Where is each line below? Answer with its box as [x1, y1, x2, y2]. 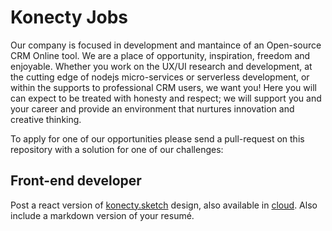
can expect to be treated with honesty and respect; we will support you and [10, 92, 322, 104]
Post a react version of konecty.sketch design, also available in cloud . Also [10, 199, 318, 211]
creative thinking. [10, 113, 82, 125]
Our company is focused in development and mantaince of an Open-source [10, 39, 322, 51]
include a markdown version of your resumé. [10, 209, 195, 221]
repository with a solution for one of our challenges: [10, 143, 224, 155]
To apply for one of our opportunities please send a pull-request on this [10, 132, 305, 145]
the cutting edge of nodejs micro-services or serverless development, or [10, 71, 310, 83]
